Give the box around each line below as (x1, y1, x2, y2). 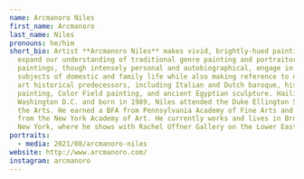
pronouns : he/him (9, 38, 75, 48)
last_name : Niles (9, 30, 75, 39)
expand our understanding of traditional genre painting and (17, 55, 253, 64)
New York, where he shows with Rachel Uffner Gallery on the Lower (17, 123, 278, 132)
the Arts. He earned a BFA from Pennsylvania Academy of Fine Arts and (17, 106, 294, 115)
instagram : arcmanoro (9, 155, 91, 165)
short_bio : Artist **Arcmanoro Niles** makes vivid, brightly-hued (9, 47, 270, 56)
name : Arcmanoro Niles (9, 13, 95, 23)
